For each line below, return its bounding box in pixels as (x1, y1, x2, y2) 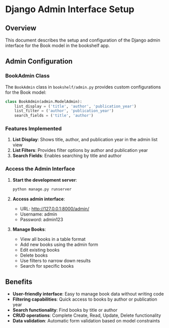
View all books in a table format (20, 236, 86, 242)
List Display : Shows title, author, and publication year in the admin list (12, 137, 158, 143)
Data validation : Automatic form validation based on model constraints (12, 318, 160, 324)
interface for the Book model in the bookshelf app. (5, 43, 110, 49)
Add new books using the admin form (20, 241, 98, 248)
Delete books (20, 252, 48, 258)
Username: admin (20, 211, 57, 217)
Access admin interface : (12, 196, 66, 202)
